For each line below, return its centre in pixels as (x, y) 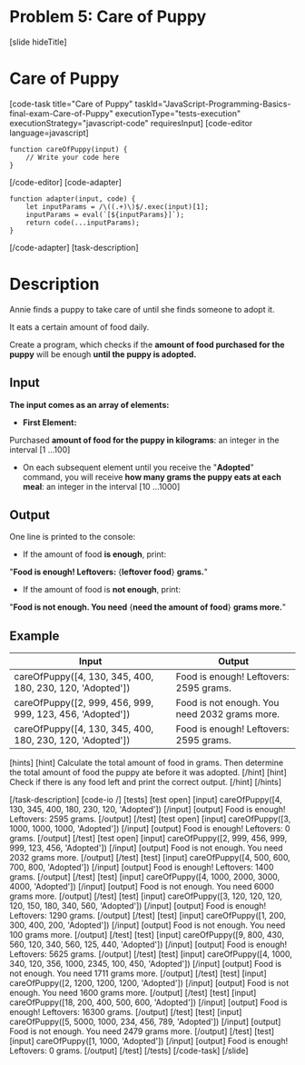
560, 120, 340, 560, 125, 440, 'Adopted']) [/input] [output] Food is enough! (148, 945)
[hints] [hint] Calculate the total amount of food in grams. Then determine (147, 763)
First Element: (49, 422)
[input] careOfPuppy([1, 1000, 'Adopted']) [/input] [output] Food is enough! (149, 1041)
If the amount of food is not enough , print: (102, 590)
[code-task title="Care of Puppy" (71, 104)
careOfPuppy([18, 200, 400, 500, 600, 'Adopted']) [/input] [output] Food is (148, 1002)
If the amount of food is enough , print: (94, 554)
